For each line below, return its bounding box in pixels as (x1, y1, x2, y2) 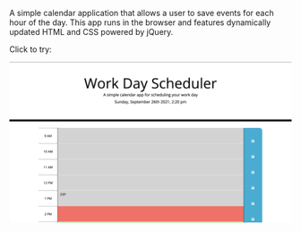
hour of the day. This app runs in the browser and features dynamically (9, 17, 271, 28)
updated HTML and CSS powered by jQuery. (9, 27, 174, 37)
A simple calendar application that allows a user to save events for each (9, 8, 275, 18)
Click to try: (9, 44, 52, 55)
